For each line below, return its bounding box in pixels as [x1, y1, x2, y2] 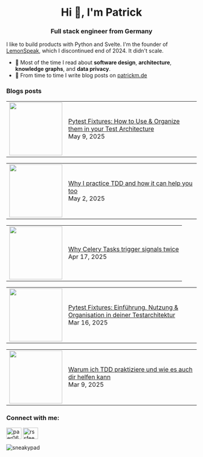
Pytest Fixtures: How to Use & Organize [68, 117, 180, 125]
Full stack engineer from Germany [50, 27, 153, 36]
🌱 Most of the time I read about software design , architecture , [14, 59, 172, 66]
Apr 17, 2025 [68, 252, 107, 261]
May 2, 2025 [68, 194, 105, 202]
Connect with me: [6, 413, 60, 422]
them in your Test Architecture [68, 124, 154, 133]
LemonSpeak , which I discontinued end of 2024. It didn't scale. [6, 47, 164, 54]
